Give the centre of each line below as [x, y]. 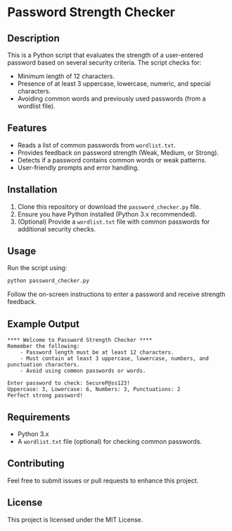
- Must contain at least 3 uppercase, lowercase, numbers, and [115, 359]
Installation [32, 190]
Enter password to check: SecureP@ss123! [69, 383]
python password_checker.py [49, 281]
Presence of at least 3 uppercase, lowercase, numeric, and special [114, 84]
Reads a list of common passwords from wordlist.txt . [96, 145]
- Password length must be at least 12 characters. [97, 352]
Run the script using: [37, 268]
